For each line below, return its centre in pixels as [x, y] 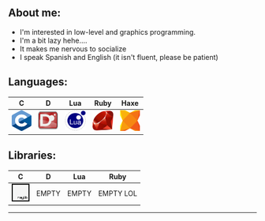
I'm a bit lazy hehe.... [54, 40]
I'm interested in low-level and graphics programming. [107, 32]
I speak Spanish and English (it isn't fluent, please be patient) [119, 57]
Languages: [38, 82]
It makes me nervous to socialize [73, 49]
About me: [35, 13]
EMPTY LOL [118, 193]
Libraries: [32, 156]
